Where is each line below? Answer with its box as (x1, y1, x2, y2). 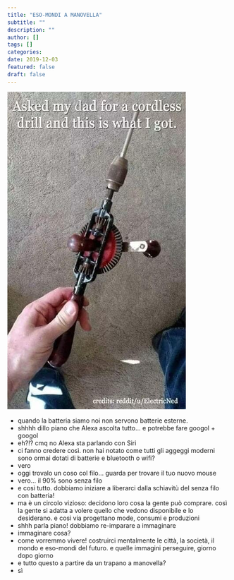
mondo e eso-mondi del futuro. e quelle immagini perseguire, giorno (17, 543, 216, 552)
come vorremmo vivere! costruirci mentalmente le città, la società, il (17, 536, 215, 545)
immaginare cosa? (17, 528, 71, 537)
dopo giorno (17, 551, 54, 560)
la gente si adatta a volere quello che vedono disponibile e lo (17, 506, 194, 514)
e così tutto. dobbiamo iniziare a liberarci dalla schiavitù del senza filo (17, 483, 220, 492)
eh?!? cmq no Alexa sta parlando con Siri (17, 438, 137, 447)
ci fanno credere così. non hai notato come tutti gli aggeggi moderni (17, 446, 215, 454)
